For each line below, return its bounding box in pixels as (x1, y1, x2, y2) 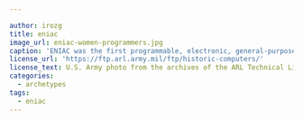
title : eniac (9, 29, 59, 39)
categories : (9, 71, 54, 81)
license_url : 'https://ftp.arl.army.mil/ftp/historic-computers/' (9, 55, 264, 64)
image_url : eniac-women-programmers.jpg (9, 38, 164, 47)
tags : (9, 88, 30, 97)
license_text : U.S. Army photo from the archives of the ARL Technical (9, 63, 284, 72)
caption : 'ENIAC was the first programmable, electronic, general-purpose (9, 46, 297, 55)
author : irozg (9, 21, 63, 30)
